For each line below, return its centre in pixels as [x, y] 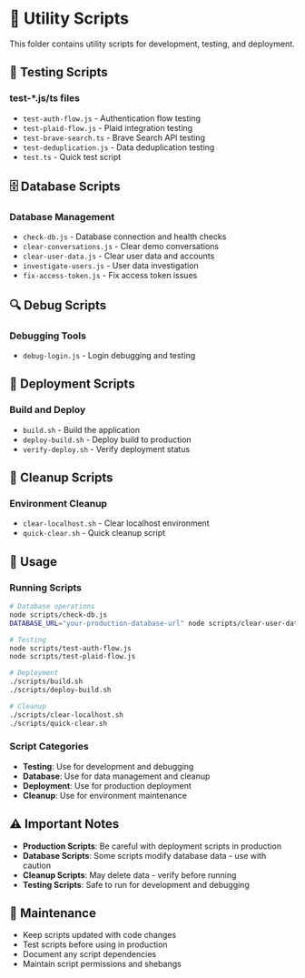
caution [37, 865]
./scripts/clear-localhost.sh [67, 715]
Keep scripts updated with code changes [99, 935]
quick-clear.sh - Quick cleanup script [94, 533]
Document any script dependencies [89, 954]
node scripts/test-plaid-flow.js [73, 657]
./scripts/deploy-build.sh [60, 691]
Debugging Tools [48, 336]
